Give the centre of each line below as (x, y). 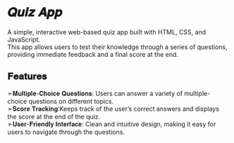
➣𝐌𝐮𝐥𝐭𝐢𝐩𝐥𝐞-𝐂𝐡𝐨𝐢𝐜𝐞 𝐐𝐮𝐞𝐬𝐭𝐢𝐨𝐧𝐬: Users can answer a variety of (95, 93)
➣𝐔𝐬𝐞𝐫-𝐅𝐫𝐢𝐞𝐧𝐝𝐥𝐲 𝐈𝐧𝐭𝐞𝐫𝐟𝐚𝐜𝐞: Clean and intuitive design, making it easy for (112, 124)
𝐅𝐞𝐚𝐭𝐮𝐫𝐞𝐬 (27, 77)
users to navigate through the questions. (66, 132)
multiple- (197, 93)
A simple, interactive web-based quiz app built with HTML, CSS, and (107, 32)
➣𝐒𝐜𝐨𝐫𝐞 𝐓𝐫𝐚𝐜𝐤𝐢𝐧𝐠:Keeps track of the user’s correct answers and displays (113, 109)
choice (17, 101)
